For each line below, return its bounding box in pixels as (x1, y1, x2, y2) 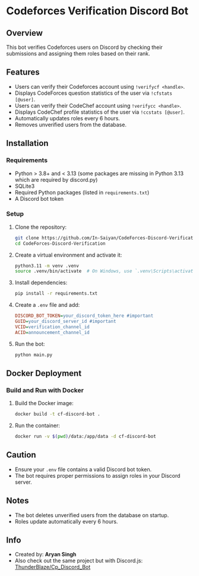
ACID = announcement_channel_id (14, 329, 90, 335)
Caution (6, 450, 37, 460)
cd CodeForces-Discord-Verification (14, 240, 106, 247)
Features (6, 67, 40, 77)
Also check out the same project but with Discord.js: (14, 557, 143, 564)
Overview (6, 28, 43, 38)
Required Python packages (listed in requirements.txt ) (14, 189, 150, 196)
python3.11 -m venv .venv (14, 263, 79, 269)
